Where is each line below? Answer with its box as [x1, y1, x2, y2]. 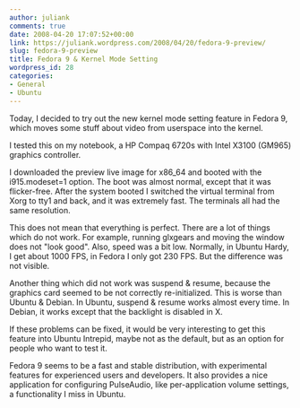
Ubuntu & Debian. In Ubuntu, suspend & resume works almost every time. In [9, 297, 289, 308]
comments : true [9, 22, 66, 30]
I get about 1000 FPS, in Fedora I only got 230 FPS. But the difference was [9, 250, 284, 261]
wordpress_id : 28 [9, 64, 74, 73]
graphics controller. [9, 149, 81, 160]
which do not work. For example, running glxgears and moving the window [9, 231, 285, 242]
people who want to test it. [9, 343, 107, 353]
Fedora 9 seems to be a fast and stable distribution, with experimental [9, 360, 267, 370]
